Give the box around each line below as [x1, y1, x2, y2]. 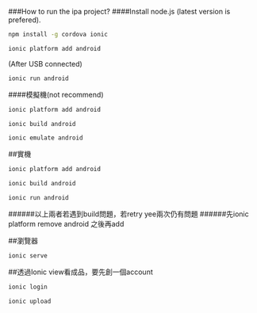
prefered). [8, 15, 41, 25]
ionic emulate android [8, 134, 83, 142]
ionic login [8, 283, 48, 291]
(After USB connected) [8, 59, 83, 68]
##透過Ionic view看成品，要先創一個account [8, 267, 153, 277]
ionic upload [8, 297, 52, 305]
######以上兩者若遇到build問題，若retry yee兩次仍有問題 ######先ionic [8, 209, 249, 219]
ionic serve [8, 251, 48, 260]
